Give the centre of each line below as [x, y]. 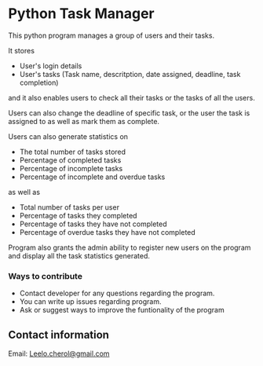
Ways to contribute [45, 276]
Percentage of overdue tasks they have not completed [108, 232]
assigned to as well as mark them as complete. [84, 121]
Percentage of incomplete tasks [71, 168]
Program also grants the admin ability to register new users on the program [130, 247]
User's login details [51, 66]
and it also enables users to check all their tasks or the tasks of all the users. [131, 97]
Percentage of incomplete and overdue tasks [92, 177]
